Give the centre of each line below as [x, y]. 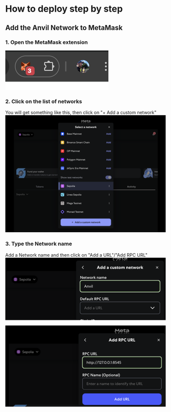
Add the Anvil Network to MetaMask [64, 28]
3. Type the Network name [39, 244]
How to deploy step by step [64, 9]
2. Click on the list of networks [44, 101]
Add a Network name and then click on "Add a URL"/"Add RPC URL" [76, 255]
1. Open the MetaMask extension [47, 42]
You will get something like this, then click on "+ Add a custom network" [81, 113]
